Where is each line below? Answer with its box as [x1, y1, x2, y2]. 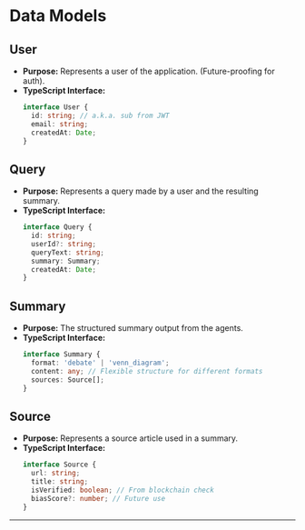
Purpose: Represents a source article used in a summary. [22, 433, 239, 444]
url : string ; [31, 469, 81, 478]
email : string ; [31, 119, 89, 128]
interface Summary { [22, 350, 101, 359]
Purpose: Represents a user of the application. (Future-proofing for [22, 65, 275, 76]
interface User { [22, 103, 89, 112]
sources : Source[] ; [31, 375, 105, 385]
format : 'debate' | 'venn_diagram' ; [31, 358, 170, 367]
